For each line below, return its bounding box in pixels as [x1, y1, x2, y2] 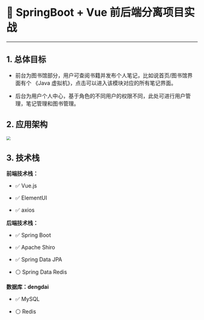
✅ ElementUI [15, 194, 47, 201]
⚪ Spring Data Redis [15, 268, 67, 276]
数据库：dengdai [6, 283, 49, 291]
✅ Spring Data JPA [15, 256, 63, 263]
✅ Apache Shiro [15, 244, 56, 251]
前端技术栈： [6, 170, 38, 177]
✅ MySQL [15, 296, 40, 303]
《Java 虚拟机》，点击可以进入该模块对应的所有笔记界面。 [32, 79, 177, 86]
